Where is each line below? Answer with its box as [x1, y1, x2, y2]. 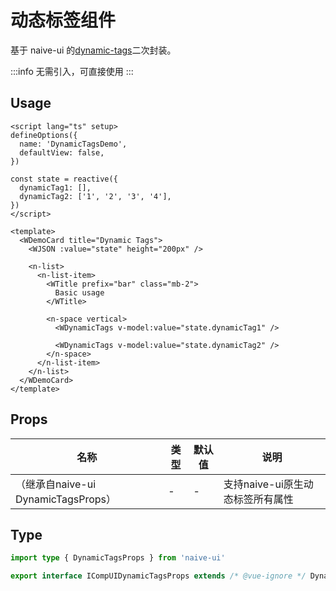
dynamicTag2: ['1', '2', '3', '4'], [19, 191, 172, 201]
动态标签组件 [10, 9, 117, 32]
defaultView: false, [19, 147, 105, 158]
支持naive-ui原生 [223, 477, 304, 491]
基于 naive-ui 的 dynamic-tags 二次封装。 [10, 44, 177, 56]
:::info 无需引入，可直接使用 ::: [10, 65, 134, 77]
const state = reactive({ [10, 174, 118, 184]
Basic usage [54, 287, 105, 298]
